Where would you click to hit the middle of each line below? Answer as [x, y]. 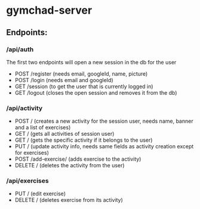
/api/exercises [27, 181]
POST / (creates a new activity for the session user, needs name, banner [104, 121]
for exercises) [32, 153]
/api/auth [20, 49]
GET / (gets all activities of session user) [64, 134]
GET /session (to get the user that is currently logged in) [84, 86]
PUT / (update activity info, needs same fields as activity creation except [104, 146]
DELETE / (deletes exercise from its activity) [69, 200]
